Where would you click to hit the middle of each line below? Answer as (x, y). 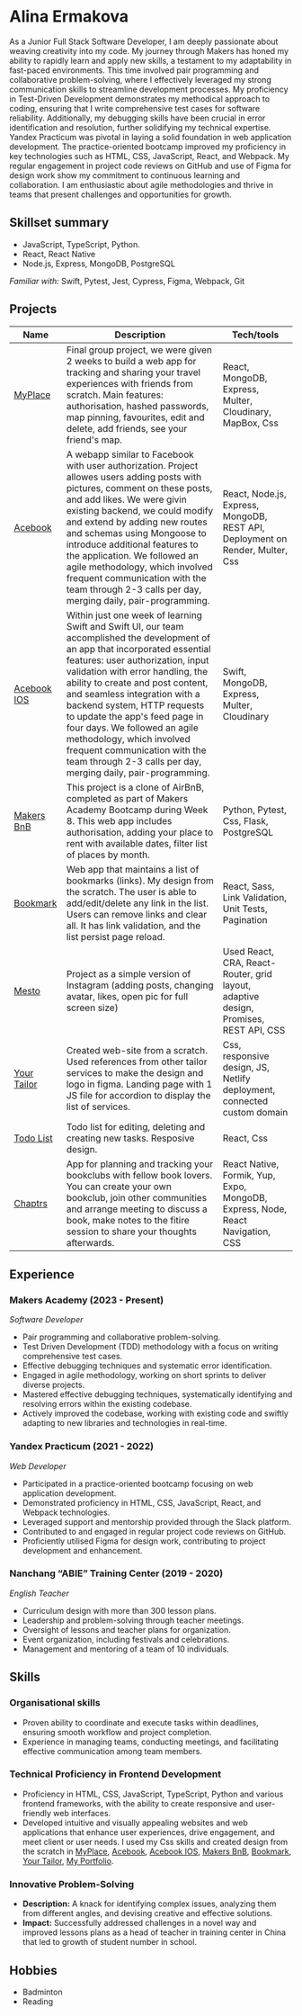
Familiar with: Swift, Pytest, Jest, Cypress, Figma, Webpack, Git (127, 281)
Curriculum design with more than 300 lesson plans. (120, 1610)
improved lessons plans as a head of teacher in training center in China (154, 1932)
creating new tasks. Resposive (130, 1138)
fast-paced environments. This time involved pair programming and (134, 70)
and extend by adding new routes (137, 522)
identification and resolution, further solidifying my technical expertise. (140, 127)
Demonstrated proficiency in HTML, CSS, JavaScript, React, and (142, 1502)
